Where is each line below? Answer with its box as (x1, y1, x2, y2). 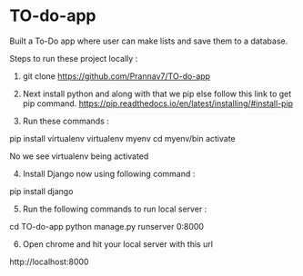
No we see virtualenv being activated (9, 151, 149, 162)
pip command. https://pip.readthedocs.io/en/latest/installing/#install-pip (22, 97, 294, 109)
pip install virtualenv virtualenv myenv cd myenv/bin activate (9, 133, 237, 143)
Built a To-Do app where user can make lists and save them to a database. (9, 35, 288, 46)
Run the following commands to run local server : (22, 203, 207, 214)
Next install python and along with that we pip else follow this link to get (22, 88, 292, 99)
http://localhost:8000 (9, 256, 89, 267)
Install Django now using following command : (22, 168, 196, 179)
